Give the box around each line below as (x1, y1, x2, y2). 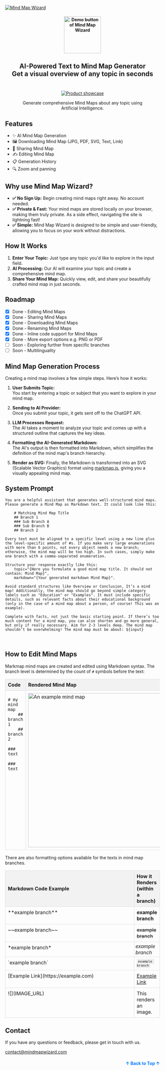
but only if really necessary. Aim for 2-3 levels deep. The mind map (5, 623, 153, 628)
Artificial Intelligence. (61, 105, 104, 111)
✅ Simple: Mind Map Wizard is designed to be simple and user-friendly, (12, 222, 158, 228)
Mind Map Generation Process (5, 362, 100, 370)
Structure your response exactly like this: (5, 562, 98, 567)
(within (137, 885, 154, 892)
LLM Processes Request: (12, 419, 64, 425)
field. (12, 260, 23, 266)
